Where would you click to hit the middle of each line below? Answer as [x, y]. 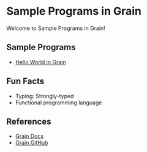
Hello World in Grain [40, 62]
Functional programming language [58, 103]
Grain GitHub [32, 143]
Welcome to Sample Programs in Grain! [56, 28]
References [29, 121]
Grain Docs [29, 136]
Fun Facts [25, 81]
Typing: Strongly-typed [44, 96]
